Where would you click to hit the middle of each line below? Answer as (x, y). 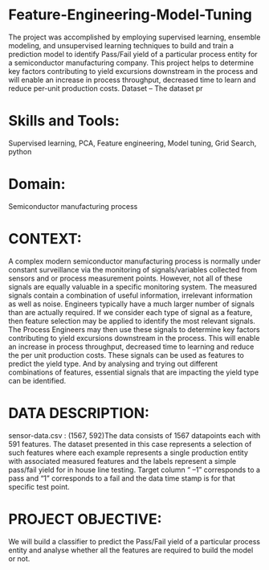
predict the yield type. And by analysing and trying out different (113, 363)
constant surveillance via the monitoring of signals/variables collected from (133, 269)
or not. (19, 558)
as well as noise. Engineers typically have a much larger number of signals (132, 304)
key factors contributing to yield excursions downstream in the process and (133, 71)
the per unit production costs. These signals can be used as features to (126, 355)
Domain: (37, 185)
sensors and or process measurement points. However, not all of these (125, 278)
